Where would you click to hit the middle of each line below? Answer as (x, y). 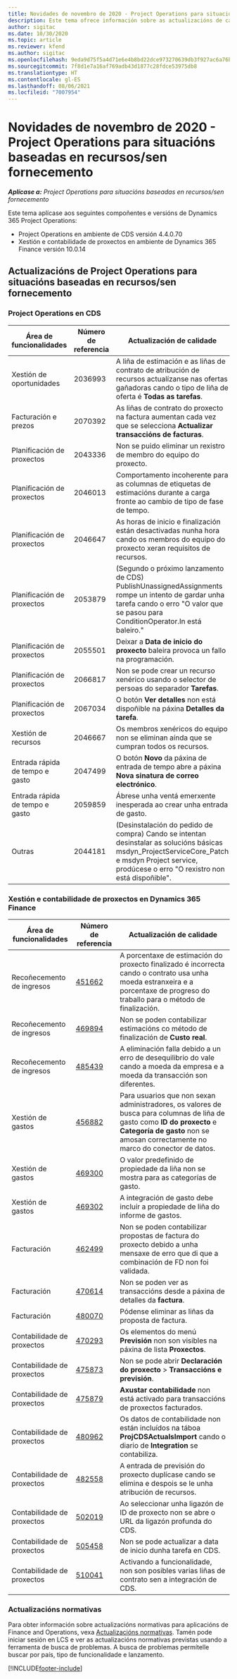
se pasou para (140, 612)
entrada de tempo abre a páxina (168, 767)
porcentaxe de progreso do (165, 991)
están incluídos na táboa (160, 1428)
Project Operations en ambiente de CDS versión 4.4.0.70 (100, 234)
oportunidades (36, 383)
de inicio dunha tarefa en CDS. (170, 1551)
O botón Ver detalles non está (166, 700)
